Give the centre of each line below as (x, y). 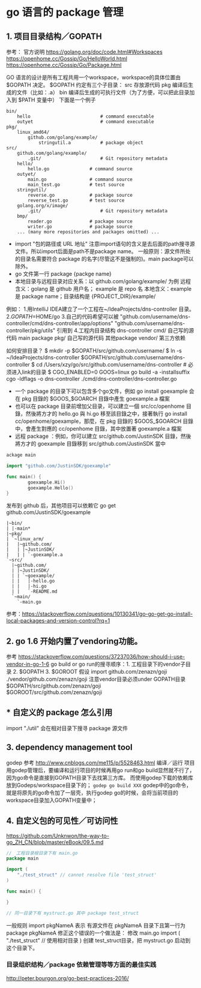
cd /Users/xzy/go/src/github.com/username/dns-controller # (111, 364)
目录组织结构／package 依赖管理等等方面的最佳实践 (81, 965)
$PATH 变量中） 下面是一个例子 (57, 100)
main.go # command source (80, 179)
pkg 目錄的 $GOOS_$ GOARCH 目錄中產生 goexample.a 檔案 (96, 399)
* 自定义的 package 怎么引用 (59, 712)
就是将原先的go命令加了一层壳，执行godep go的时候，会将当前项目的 (92, 792)
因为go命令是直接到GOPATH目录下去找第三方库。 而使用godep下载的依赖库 (100, 777)
